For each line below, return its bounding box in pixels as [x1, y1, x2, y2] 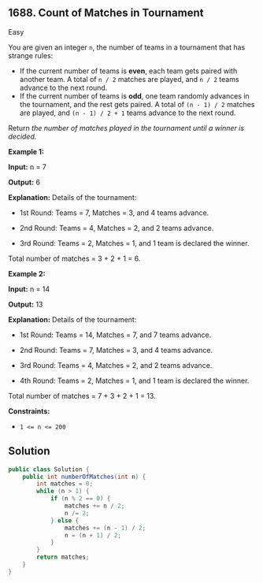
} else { [50, 516, 80, 525]
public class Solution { [8, 465, 90, 473]
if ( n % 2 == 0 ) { [50, 495, 111, 503]
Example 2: [8, 269, 46, 278]
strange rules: [8, 50, 54, 60]
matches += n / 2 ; [64, 502, 125, 510]
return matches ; [36, 553, 90, 562]
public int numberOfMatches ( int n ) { [22, 473, 146, 481]
